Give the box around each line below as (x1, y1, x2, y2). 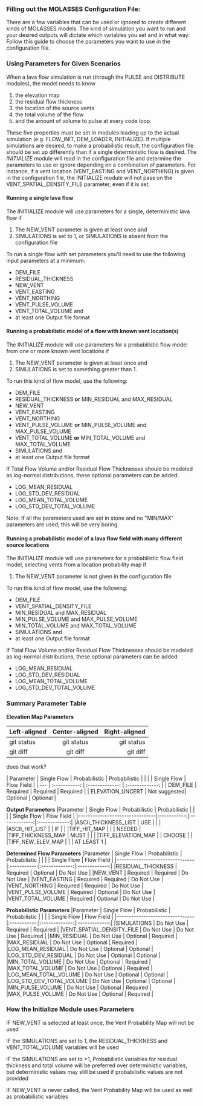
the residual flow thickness (14, 98, 83, 105)
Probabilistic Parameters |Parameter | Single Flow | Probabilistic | (6, 906, 171, 913)
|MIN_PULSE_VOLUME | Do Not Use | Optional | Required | (6, 984, 152, 991)
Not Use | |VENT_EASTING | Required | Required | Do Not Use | (6, 875, 164, 882)
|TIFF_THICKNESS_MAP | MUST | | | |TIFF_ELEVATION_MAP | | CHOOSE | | (6, 832, 193, 839)
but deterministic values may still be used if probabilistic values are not (6, 1068, 183, 1075)
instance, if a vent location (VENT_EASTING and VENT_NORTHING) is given (6, 167, 195, 174)
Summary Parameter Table (6, 699, 86, 707)
